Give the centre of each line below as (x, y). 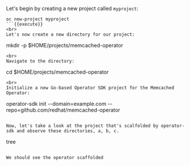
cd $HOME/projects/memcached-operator (57, 72)
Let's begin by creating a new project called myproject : (72, 8)
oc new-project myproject (38, 19)
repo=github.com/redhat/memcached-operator (63, 110)
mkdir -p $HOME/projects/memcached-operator (65, 45)
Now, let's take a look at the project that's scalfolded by (82, 126)
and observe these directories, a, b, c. (68, 131)
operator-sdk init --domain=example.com (56, 104)
